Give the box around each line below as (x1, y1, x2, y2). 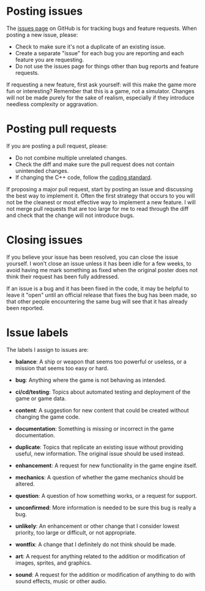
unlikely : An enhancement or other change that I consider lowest (15, 522, 179, 530)
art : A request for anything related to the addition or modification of (15, 552, 185, 560)
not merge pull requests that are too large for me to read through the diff (6, 205, 188, 212)
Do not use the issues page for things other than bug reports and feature (15, 63, 199, 70)
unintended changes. (15, 167, 69, 174)
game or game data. (15, 394, 66, 402)
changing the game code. (15, 413, 80, 421)
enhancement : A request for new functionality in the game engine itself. (15, 462, 198, 469)
